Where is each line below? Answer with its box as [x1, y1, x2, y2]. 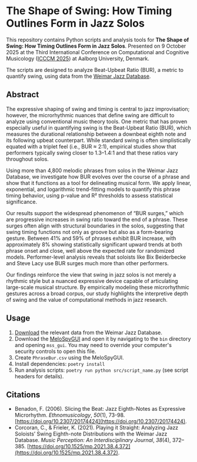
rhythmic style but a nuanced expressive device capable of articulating [6, 277, 178, 284]
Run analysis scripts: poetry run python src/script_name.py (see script [14, 367, 189, 374]
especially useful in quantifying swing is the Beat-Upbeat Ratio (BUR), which [6, 124, 191, 131]
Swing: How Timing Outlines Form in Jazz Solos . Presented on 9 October [6, 42, 186, 49]
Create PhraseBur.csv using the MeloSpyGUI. [14, 354, 124, 361]
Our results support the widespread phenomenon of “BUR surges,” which [6, 209, 184, 216]
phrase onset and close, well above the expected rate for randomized [6, 247, 175, 254]
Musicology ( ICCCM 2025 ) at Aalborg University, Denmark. [6, 55, 150, 62]
